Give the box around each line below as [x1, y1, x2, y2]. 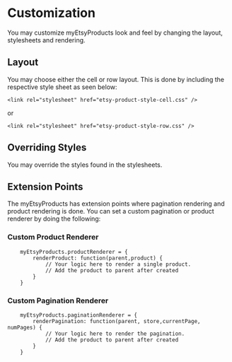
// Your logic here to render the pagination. [45, 330, 185, 337]
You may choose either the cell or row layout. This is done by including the [7, 75, 225, 83]
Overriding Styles [7, 141, 87, 153]
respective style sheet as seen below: [7, 83, 118, 91]
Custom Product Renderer [7, 232, 99, 242]
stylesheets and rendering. [7, 35, 86, 44]
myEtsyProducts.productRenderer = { [20, 248, 129, 255]
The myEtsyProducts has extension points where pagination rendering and [7, 199, 225, 208]
